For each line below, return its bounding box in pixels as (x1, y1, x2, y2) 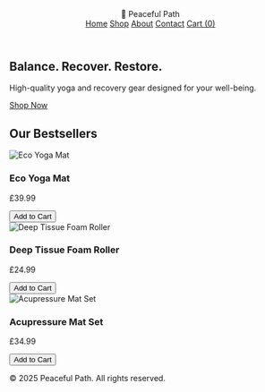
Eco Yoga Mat (9, 172, 71, 184)
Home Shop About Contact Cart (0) (85, 18, 216, 29)
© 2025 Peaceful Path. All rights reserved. (9, 373, 166, 384)
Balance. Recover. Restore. (9, 59, 163, 74)
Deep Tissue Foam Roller (9, 243, 120, 256)
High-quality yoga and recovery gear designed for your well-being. (9, 82, 257, 93)
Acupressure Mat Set (9, 315, 104, 328)
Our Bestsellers (9, 125, 98, 141)
